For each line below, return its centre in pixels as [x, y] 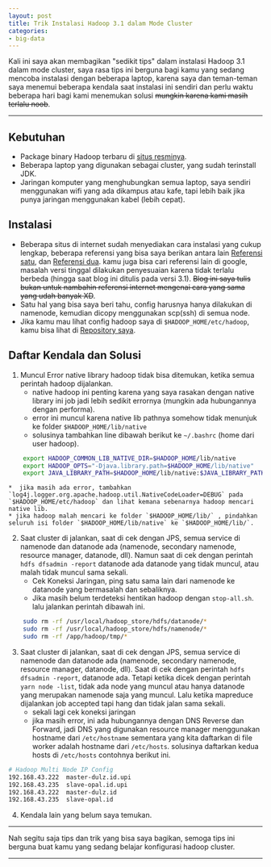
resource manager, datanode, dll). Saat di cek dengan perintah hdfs [132, 669]
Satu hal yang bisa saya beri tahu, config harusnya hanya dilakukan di [136, 304]
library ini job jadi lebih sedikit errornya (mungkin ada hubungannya [144, 400]
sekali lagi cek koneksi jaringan [83, 712]
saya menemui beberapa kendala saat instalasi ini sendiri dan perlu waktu [131, 87]
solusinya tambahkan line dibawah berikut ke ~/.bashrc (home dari [143, 435]
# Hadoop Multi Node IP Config [61, 769]
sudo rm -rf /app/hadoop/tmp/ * [75, 637]
